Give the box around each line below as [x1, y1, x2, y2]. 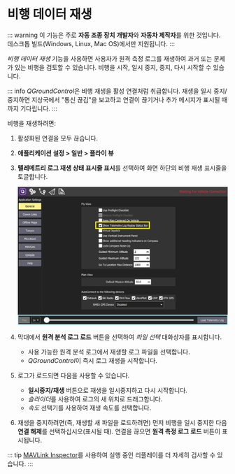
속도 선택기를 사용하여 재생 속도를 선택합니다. [27, 403, 152, 412]
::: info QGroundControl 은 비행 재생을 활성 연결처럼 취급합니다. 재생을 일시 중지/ [7, 87, 227, 95]
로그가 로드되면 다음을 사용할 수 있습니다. [17, 371, 130, 380]
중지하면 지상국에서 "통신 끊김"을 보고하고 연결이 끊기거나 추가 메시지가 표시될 [7, 95, 220, 103]
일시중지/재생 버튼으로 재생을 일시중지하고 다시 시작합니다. [27, 386, 187, 394]
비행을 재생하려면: [7, 119, 57, 127]
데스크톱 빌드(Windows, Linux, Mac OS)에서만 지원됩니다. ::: [7, 39, 176, 48]
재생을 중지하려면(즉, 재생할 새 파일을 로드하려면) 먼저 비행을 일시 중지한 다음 [17, 418, 227, 426]
